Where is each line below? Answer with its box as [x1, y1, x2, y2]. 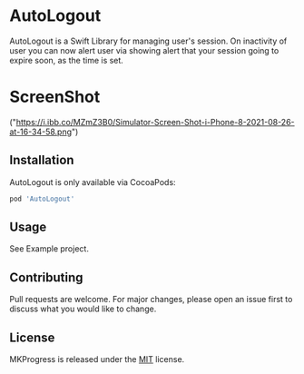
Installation [9, 153, 74, 168]
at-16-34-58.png [9, 126, 73, 137]
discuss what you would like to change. [9, 303, 157, 314]
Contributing [9, 270, 83, 285]
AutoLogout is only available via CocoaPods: [9, 176, 176, 187]
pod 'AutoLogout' [9, 194, 75, 203]
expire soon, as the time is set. [9, 54, 124, 65]
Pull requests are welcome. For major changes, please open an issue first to [9, 294, 293, 305]
